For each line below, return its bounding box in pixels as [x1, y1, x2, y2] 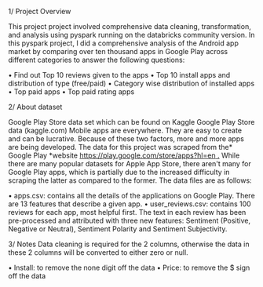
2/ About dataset [8, 102, 63, 111]
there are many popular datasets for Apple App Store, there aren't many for [8, 159, 251, 168]
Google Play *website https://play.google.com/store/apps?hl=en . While [8, 151, 240, 160]
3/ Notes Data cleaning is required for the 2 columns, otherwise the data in [8, 239, 250, 249]
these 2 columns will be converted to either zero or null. [8, 248, 188, 257]
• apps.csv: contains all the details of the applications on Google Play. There [8, 191, 255, 200]
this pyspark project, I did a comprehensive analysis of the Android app [8, 38, 239, 48]
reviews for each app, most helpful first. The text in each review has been [8, 208, 247, 216]
